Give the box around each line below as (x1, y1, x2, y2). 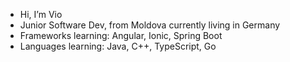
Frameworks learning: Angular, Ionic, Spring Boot (19, 30, 223, 41)
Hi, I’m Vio (19, 9, 63, 20)
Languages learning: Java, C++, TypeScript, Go (19, 40, 217, 52)
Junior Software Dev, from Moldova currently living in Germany (19, 19, 281, 31)
